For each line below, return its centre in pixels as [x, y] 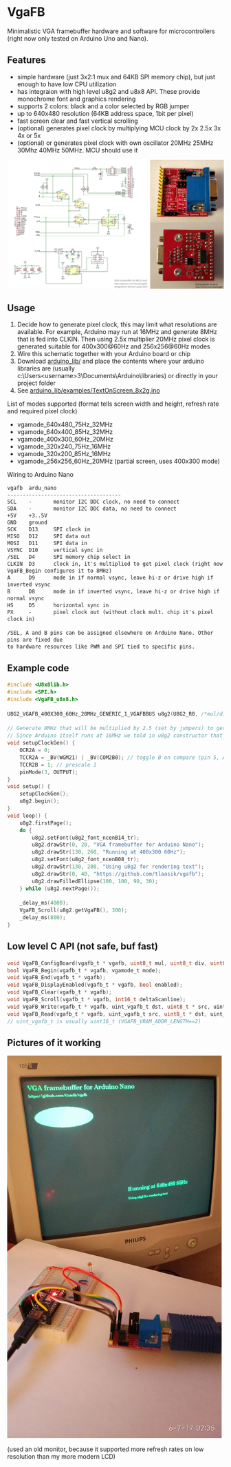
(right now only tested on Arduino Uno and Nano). [78, 38]
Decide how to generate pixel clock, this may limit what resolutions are [117, 324]
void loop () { [27, 816]
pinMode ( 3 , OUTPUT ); [49, 772]
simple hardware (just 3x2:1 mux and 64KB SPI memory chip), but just [116, 77]
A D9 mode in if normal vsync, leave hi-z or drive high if [110, 578]
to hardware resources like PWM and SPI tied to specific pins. [101, 647]
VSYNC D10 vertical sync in [55, 550]
